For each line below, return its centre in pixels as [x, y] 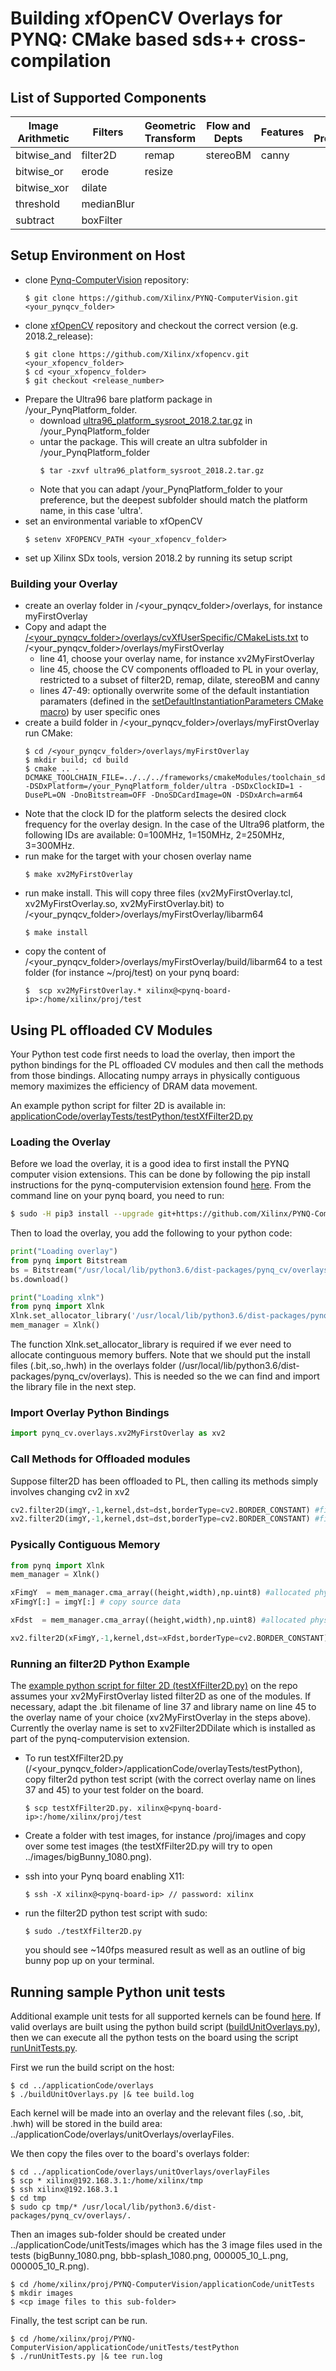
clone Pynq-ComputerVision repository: [107, 279]
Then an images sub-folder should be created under [118, 2234]
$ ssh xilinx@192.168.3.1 [64, 2189]
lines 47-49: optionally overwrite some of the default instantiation [174, 691]
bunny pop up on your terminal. [89, 1961]
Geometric [170, 125]
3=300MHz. [49, 846]
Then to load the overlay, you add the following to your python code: [151, 1233]
